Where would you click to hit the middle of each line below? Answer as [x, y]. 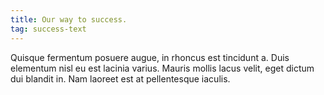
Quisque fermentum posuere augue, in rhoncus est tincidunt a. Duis [150, 57]
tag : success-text [48, 29]
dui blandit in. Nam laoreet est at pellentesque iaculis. [120, 78]
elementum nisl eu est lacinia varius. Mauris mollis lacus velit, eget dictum [162, 68]
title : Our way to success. [69, 19]
